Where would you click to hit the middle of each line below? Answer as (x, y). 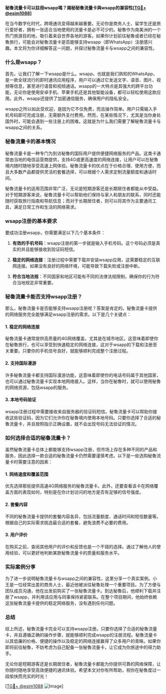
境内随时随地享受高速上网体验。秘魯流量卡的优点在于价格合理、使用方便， (81, 165)
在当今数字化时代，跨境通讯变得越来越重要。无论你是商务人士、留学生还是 (81, 23)
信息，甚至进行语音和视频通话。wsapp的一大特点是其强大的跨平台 (81, 86)
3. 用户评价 (17, 535)
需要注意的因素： (35, 462)
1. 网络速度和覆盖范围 (27, 474)
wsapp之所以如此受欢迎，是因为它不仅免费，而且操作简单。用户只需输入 (79, 109)
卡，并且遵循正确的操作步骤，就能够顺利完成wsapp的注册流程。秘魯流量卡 (81, 635)
